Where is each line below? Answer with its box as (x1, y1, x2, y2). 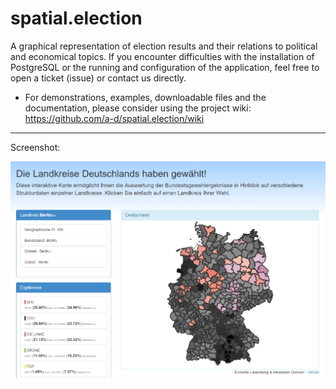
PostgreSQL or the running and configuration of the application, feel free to (10, 61, 320, 73)
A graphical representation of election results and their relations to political (10, 40, 318, 52)
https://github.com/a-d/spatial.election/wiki (24, 112, 205, 124)
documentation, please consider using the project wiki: (24, 102, 252, 114)
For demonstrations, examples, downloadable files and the (24, 91, 267, 103)
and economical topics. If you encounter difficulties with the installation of (10, 50, 315, 62)
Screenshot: (10, 141, 61, 153)
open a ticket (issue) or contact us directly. (10, 72, 187, 84)
